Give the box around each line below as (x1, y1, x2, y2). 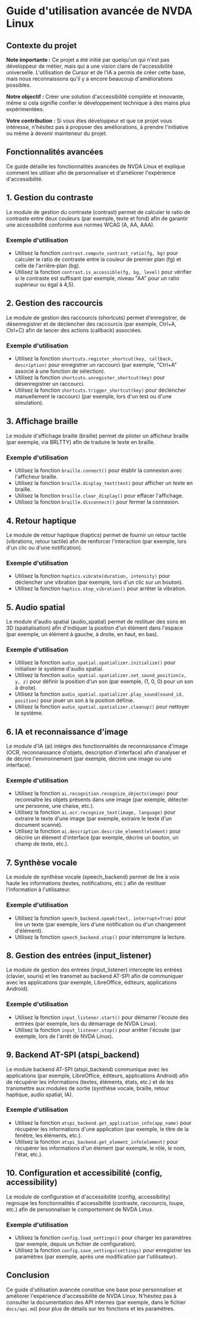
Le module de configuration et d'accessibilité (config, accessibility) (6, 1193, 170, 1200)
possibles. (6, 81, 31, 89)
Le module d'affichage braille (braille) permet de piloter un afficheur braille (6, 432, 189, 439)
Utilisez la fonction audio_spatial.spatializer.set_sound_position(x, (14, 672, 187, 679)
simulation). (14, 400, 44, 407)
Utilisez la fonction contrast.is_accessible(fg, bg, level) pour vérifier (14, 268, 192, 275)
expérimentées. (6, 106, 45, 112)
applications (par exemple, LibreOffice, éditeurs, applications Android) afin (6, 1072, 189, 1079)
